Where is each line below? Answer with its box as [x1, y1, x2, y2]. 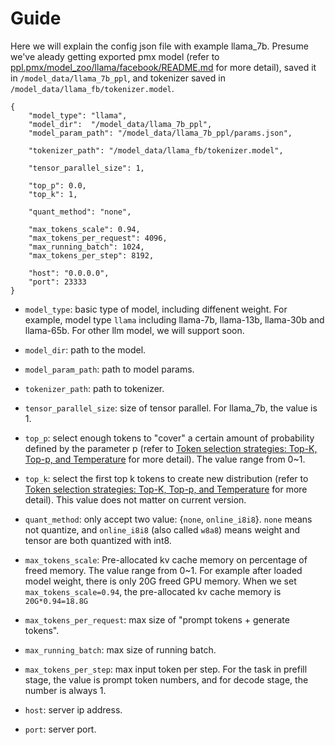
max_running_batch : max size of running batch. [24, 643, 217, 656]
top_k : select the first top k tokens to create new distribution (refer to [24, 472, 309, 484]
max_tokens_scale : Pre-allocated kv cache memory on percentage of [24, 553, 308, 566]
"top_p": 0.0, [28, 180, 87, 191]
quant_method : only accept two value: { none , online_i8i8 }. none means [24, 513, 313, 525]
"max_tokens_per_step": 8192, [28, 250, 155, 261]
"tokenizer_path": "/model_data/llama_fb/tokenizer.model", [28, 145, 284, 156]
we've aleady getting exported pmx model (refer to [10, 50, 220, 62]
